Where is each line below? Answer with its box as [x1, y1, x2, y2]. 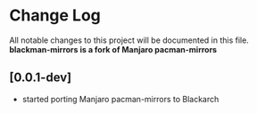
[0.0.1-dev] [9, 70, 72, 85]
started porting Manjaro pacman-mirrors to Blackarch [21, 93, 220, 104]
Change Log [9, 5, 101, 26]
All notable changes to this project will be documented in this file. [9, 35, 250, 45]
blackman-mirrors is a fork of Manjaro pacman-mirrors [9, 44, 217, 54]
